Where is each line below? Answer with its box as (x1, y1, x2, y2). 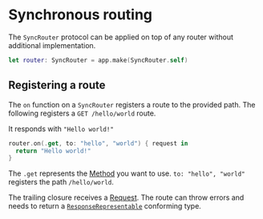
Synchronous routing (8, 6, 153, 24)
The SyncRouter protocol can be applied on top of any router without (8, 32, 234, 42)
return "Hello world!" (15, 147, 91, 155)
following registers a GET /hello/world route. (8, 108, 156, 118)
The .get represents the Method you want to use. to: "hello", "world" (8, 168, 246, 178)
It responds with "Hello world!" (8, 124, 115, 133)
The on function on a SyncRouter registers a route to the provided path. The (8, 99, 256, 109)
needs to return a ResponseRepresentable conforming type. (8, 201, 202, 211)
